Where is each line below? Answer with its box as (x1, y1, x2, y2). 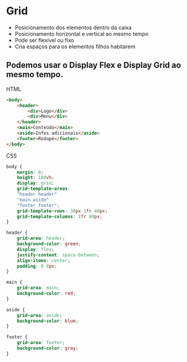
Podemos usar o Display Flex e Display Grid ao (6, 60, 182, 70)
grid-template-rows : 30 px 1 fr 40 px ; (17, 208, 108, 214)
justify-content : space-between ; (17, 252, 100, 258)
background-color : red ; (17, 290, 76, 296)
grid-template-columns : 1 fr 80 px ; (17, 214, 102, 219)
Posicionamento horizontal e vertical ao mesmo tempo (14, 30, 149, 37)
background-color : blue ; (17, 318, 79, 324)
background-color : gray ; (17, 345, 79, 351)
